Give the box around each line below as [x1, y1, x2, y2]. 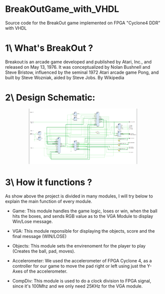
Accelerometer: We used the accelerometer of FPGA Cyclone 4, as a [12, 258, 152, 264]
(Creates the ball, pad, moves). [12, 248, 76, 254]
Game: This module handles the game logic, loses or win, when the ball [12, 208, 158, 214]
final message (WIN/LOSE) [12, 234, 67, 240]
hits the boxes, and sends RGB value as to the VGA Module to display [12, 213, 153, 219]
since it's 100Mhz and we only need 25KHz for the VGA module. [12, 283, 143, 289]
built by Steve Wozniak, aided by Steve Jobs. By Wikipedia [5, 74, 124, 80]
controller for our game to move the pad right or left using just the [12, 263, 146, 269]
